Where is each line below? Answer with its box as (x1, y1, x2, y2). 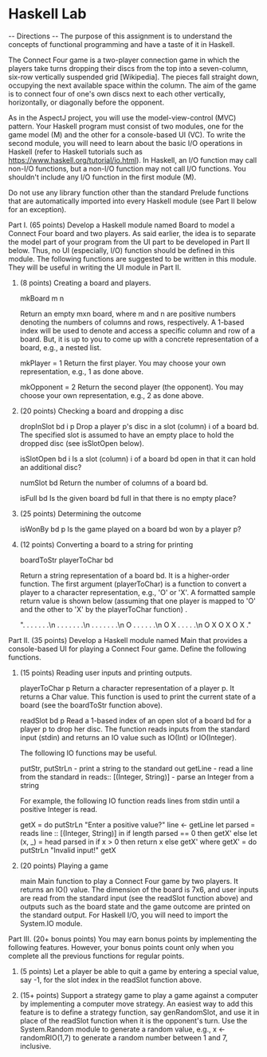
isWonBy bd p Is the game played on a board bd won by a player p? (19, 524, 241, 534)
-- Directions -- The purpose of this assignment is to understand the (8, 31, 233, 41)
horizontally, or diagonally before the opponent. (8, 97, 165, 107)
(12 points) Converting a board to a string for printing (19, 539, 194, 549)
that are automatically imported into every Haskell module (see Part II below (8, 196, 257, 206)
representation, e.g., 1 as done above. (19, 366, 143, 376)
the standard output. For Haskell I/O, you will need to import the (19, 910, 229, 920)
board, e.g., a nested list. (19, 342, 102, 352)
